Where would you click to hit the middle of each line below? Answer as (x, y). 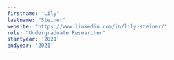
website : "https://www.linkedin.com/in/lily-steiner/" (87, 26)
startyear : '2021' (33, 39)
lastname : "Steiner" (37, 20)
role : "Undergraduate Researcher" (57, 33)
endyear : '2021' (30, 46)
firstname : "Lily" (33, 13)
